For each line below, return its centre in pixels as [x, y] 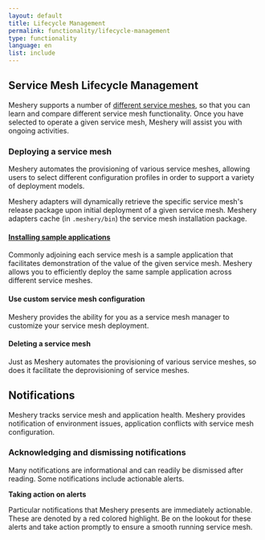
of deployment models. [47, 186]
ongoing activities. [39, 130]
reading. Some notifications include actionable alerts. [96, 478]
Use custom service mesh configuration [77, 299]
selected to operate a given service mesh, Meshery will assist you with [125, 122]
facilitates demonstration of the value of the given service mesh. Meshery [130, 264]
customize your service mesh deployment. [79, 325]
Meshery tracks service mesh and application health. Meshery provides [127, 415]
